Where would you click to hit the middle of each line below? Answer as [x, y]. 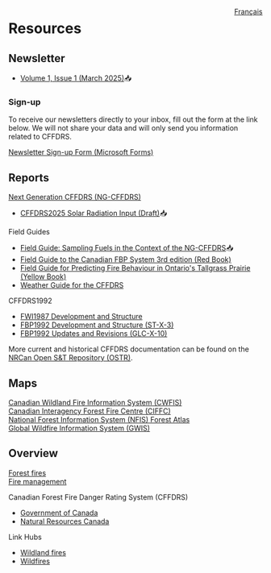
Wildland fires [43, 552]
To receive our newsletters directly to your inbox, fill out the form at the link [133, 119]
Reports [29, 178]
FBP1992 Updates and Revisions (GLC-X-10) [94, 334]
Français [248, 12]
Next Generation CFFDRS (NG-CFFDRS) [75, 197]
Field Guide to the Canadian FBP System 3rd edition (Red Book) [125, 260]
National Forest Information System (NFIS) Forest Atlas [99, 419]
